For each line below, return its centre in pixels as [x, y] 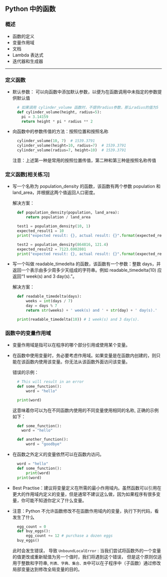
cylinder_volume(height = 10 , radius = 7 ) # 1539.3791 [72, 146]
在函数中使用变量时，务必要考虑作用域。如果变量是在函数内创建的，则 [84, 356]
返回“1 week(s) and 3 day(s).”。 [44, 276]
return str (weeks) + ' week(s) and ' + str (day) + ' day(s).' [91, 311]
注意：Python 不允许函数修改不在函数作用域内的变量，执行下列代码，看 [85, 511]
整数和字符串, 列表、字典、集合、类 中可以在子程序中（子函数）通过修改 [91, 563]
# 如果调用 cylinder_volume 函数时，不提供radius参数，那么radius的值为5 [88, 107]
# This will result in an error [50, 382]
